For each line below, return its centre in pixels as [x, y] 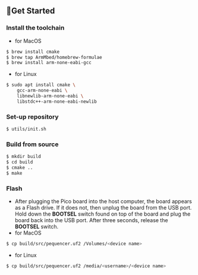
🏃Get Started [31, 11]
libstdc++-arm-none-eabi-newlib [57, 102]
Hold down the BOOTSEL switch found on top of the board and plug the [103, 214]
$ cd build [20, 162]
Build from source [32, 144]
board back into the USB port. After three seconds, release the [91, 220]
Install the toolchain [35, 28]
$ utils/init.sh [26, 129]
